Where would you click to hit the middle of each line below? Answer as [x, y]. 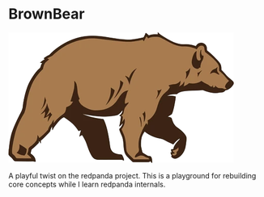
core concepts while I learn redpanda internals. [87, 184]
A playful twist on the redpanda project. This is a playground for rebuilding [132, 175]
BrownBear [47, 14]
